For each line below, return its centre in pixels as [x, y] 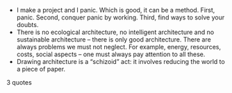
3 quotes [19, 82]
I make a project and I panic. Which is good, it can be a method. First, [116, 10]
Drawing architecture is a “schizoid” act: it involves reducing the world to [121, 61]
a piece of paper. [41, 69]
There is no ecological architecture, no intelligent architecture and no [115, 32]
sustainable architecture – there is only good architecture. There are [114, 40]
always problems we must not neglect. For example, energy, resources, [119, 47]
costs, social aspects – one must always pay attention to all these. [111, 54]
